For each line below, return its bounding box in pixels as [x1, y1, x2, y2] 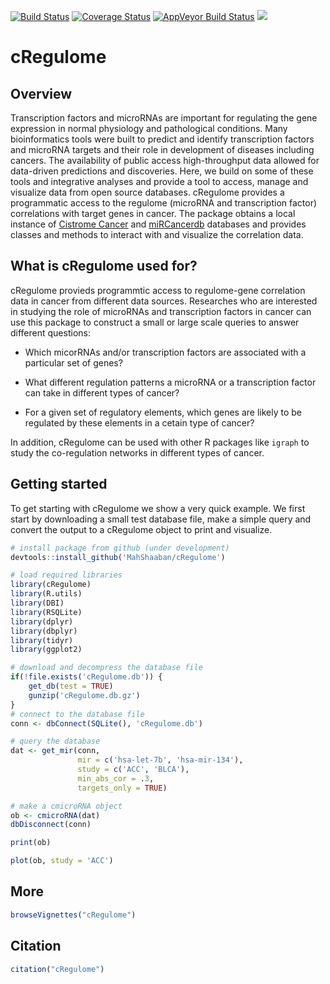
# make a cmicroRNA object [10, 801, 123, 811]
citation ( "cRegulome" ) [10, 964, 105, 974]
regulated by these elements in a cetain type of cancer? [24, 416, 255, 429]
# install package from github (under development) [10, 543, 230, 553]
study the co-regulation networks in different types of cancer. [10, 446, 265, 459]
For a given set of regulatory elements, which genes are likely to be [24, 406, 303, 418]
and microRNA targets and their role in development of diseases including [10, 144, 315, 155]
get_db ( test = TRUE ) [28, 681, 114, 691]
